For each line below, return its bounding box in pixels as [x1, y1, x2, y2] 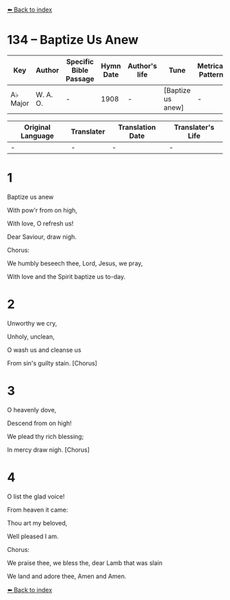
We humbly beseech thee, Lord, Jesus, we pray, [7, 259, 143, 267]
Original [23, 122, 51, 132]
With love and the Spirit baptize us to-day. [7, 272, 126, 280]
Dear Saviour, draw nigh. [7, 232, 77, 241]
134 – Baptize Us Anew [7, 32, 139, 48]
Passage [66, 74, 94, 84]
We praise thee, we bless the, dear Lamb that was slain [7, 558, 163, 567]
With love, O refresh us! [7, 219, 74, 228]
